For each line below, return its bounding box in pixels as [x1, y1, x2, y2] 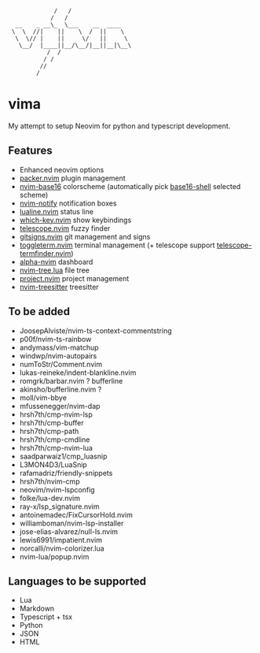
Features [8, 144, 53, 158]
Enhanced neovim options [19, 165, 104, 174]
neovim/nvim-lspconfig [19, 484, 96, 494]
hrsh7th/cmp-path [19, 426, 79, 436]
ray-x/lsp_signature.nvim [19, 502, 100, 511]
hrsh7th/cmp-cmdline [19, 435, 90, 444]
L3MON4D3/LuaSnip [19, 459, 88, 469]
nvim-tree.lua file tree [19, 265, 90, 275]
